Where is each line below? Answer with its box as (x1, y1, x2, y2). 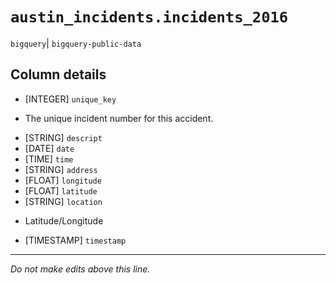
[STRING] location (24, 195, 103, 207)
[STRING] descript (24, 131, 103, 143)
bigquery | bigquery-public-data (10, 37, 142, 49)
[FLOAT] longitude (24, 174, 102, 186)
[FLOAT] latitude (24, 184, 98, 197)
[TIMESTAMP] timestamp (24, 234, 127, 246)
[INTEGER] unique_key (24, 93, 117, 105)
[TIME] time (24, 153, 74, 165)
